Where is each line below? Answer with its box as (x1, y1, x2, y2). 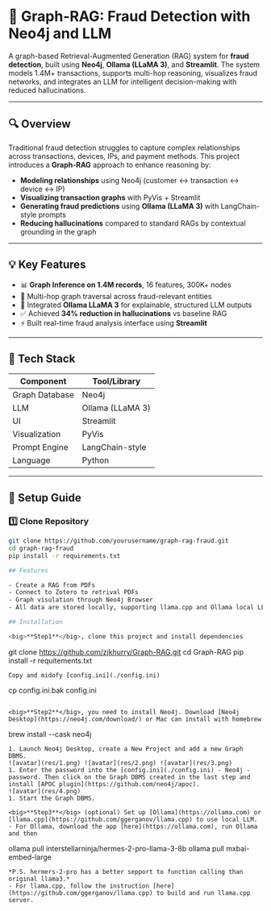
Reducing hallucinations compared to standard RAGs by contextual (19, 218, 246, 228)
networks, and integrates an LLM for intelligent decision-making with (8, 77, 237, 86)
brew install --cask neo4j (8, 729, 92, 738)
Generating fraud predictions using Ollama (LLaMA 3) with (19, 201, 219, 210)
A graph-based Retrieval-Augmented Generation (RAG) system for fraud (8, 51, 249, 60)
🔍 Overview (8, 117, 71, 131)
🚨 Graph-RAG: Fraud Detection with (8, 7, 251, 26)
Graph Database (12, 389, 75, 401)
